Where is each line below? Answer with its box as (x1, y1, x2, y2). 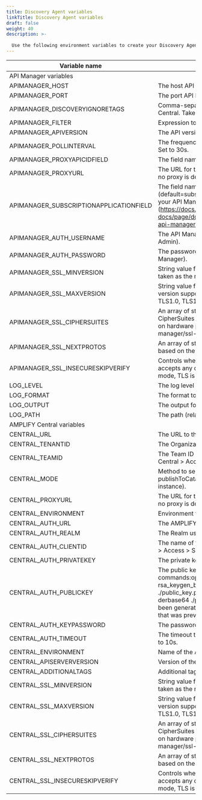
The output (158, 401, 189, 409)
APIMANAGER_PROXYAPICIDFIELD (9, 155, 109, 163)
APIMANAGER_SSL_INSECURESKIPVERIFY (9, 364, 130, 372)
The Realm (158, 528, 188, 537)
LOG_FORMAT (9, 391, 50, 399)
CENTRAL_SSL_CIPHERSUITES (9, 730, 97, 739)
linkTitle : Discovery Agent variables (6, 14, 103, 20)
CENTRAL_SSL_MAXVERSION (9, 702, 94, 710)
